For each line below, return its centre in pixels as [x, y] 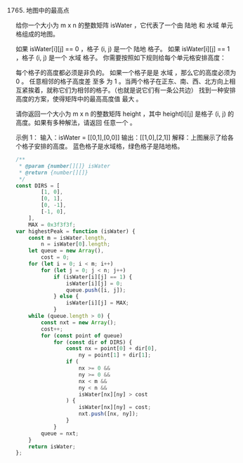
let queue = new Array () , [66, 251]
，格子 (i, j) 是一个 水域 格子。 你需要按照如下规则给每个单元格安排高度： [121, 58]
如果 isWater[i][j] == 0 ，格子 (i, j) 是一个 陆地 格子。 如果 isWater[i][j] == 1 [123, 49]
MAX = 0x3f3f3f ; [52, 224]
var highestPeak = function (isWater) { [76, 231]
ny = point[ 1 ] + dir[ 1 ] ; [114, 355]
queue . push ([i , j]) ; [96, 290]
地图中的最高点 [47, 10]
